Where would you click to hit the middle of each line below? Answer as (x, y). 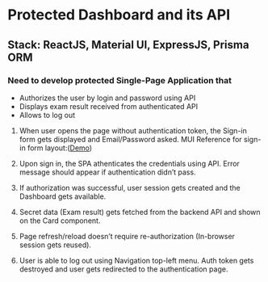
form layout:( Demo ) (60, 148)
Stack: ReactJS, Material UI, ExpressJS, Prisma (128, 45)
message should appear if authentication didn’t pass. (107, 172)
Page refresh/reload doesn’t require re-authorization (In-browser (127, 236)
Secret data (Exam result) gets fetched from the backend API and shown (140, 212)
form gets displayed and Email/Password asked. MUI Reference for (131, 139)
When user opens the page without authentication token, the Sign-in (133, 130)
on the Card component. (60, 221)
